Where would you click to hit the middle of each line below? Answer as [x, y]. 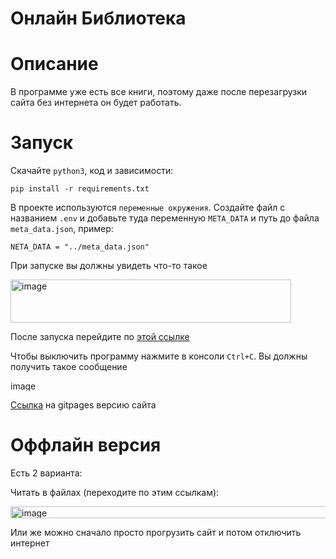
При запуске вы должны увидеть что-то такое [109, 266]
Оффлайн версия [86, 445]
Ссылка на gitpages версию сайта [83, 405]
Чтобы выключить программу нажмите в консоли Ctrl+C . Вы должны [159, 356]
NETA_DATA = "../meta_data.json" [80, 247]
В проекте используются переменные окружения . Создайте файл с [148, 208]
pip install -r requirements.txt [80, 189]
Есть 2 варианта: [46, 473]
